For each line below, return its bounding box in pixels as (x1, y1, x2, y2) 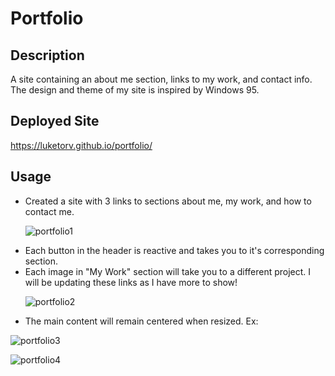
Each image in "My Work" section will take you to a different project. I (24, 265, 312, 277)
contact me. (24, 205, 75, 217)
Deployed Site (10, 113, 100, 130)
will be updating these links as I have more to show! (24, 276, 238, 288)
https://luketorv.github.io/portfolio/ (10, 139, 153, 151)
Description (10, 47, 85, 64)
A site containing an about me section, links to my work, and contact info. (10, 73, 313, 85)
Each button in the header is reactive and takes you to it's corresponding (24, 244, 325, 256)
